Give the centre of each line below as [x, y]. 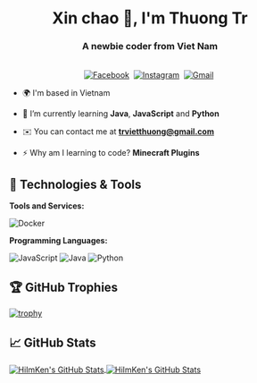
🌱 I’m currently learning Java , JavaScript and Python [121, 114]
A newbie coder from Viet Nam [150, 47]
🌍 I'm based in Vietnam [66, 93]
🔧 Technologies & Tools [75, 184]
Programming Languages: [58, 241]
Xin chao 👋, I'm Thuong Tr [150, 18]
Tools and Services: [47, 206]
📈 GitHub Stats [53, 342]
